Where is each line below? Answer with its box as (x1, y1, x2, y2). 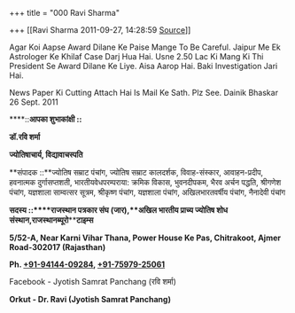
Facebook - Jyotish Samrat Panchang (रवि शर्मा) (9, 277, 177, 286)
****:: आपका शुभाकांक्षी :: (9, 114, 82, 124)
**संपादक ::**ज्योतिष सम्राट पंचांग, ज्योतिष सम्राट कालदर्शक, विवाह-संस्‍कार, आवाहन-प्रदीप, (9, 168, 264, 177)
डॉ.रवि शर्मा (9, 132, 41, 142)
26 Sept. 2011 (9, 97, 59, 107)
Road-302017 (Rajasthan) (9, 242, 106, 252)
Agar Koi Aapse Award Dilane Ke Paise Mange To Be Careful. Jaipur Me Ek (9, 42, 282, 52)
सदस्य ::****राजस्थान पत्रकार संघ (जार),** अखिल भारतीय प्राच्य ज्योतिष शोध (9, 205, 229, 215)
